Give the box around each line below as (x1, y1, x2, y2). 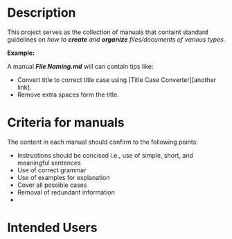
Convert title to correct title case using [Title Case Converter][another (17, 75, 217, 84)
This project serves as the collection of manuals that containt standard (7, 28, 208, 36)
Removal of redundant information (17, 188, 116, 196)
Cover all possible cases (17, 181, 87, 189)
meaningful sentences (17, 158, 81, 167)
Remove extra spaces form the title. (17, 90, 119, 99)
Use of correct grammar (17, 165, 87, 174)
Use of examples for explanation (17, 173, 110, 181)
